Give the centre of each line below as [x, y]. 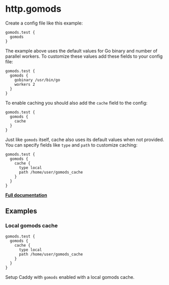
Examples [21, 211]
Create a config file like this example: [44, 23]
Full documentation [26, 195]
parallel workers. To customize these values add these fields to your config [84, 56]
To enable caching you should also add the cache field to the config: [76, 103]
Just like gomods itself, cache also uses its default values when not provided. [85, 139]
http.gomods [33, 9]
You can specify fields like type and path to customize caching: [71, 145]
